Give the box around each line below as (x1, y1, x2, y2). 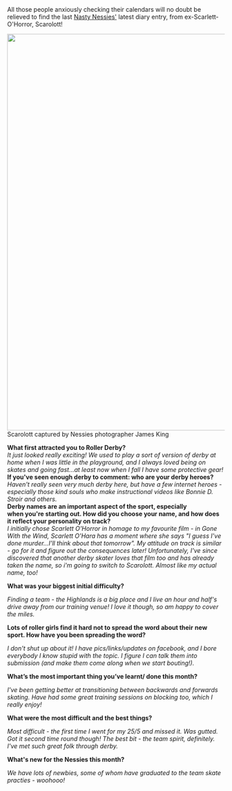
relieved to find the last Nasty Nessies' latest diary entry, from (7, 12, 183, 21)
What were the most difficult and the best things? (7, 714, 153, 722)
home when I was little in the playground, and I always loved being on (7, 458, 206, 466)
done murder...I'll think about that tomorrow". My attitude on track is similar (7, 539, 222, 547)
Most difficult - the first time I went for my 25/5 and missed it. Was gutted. (7, 727, 219, 735)
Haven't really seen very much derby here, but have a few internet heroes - (7, 480, 222, 489)
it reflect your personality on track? (7, 517, 111, 525)
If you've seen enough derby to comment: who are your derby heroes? (7, 473, 214, 481)
